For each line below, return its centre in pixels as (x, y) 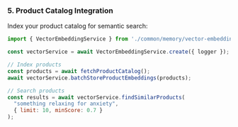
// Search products (36, 91)
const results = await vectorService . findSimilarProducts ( (96, 97)
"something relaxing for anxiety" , (66, 104)
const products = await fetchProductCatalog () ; (79, 71)
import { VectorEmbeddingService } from (68, 39)
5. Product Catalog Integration (60, 11)
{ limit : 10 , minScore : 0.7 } (58, 111)
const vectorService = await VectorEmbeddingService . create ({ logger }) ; (119, 52)
